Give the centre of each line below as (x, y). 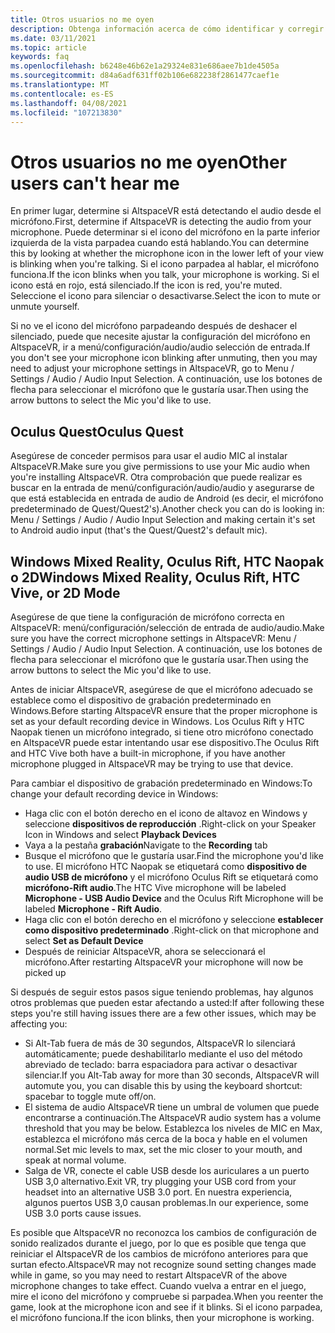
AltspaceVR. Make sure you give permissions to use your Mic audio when (160, 467)
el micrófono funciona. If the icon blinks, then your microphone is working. (162, 1317)
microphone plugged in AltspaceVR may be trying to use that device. (152, 763)
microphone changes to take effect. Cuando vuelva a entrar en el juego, (158, 1285)
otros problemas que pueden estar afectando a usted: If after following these (167, 1002)
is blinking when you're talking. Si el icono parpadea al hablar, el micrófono (165, 264)
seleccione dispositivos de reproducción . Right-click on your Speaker (170, 823)
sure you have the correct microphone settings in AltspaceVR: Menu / (153, 638)
